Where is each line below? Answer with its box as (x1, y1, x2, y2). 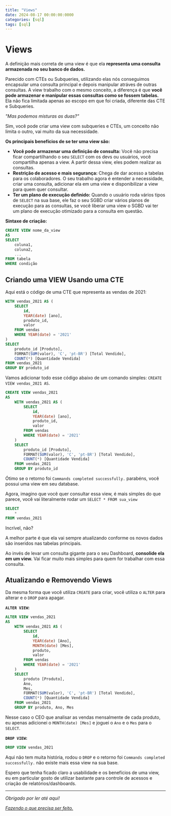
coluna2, (14, 247, 33, 252)
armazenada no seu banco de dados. (5, 66, 85, 72)
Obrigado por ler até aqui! (5, 795, 60, 801)
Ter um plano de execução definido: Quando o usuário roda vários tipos (12, 192, 165, 198)
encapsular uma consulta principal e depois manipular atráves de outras (5, 81, 157, 87)
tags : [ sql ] (5, 21, 31, 27)
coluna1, (14, 242, 33, 247)
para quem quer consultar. (12, 186, 69, 192)
